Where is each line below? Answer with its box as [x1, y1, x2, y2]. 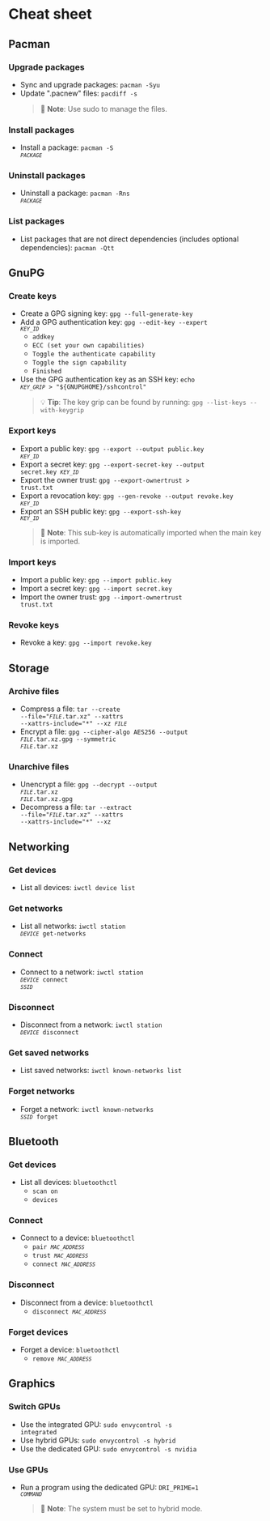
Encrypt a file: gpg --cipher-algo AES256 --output [19, 726, 188, 737]
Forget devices [8, 1326, 69, 1337]
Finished [32, 368, 62, 376]
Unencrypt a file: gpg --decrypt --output [19, 779, 158, 790]
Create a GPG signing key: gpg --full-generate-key [19, 309, 193, 318]
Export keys [8, 425, 57, 437]
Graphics [8, 1377, 56, 1391]
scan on [32, 1187, 58, 1195]
